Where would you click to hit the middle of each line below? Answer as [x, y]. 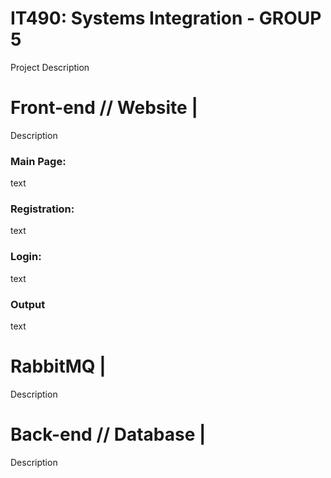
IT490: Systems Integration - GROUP [166, 18]
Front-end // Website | [104, 108]
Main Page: [38, 161]
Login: [26, 257]
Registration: [42, 209]
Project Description [50, 67]
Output [28, 304]
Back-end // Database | [108, 434]
